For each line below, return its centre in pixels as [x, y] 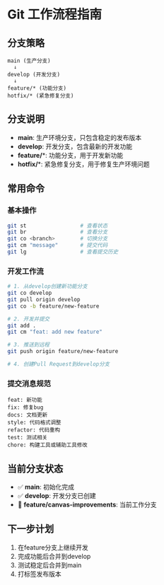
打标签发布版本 [39, 574]
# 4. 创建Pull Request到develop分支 [59, 364]
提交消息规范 [29, 383]
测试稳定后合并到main [49, 565]
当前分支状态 [35, 469]
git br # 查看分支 [58, 232]
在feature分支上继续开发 [53, 547]
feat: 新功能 [25, 400]
